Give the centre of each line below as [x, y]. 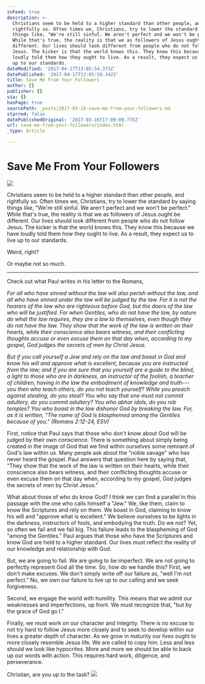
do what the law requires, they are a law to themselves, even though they [99, 319]
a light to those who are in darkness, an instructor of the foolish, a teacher [100, 376]
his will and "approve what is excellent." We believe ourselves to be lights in [102, 516]
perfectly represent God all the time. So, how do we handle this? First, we [99, 567]
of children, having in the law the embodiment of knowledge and [88, 382]
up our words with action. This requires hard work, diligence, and [89, 655]
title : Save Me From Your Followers [53, 80]
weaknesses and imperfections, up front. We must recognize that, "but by [99, 605]
